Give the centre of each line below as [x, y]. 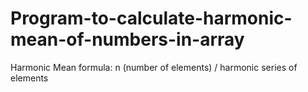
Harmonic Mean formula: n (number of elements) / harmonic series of [154, 67]
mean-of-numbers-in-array [127, 39]
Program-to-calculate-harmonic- [151, 18]
